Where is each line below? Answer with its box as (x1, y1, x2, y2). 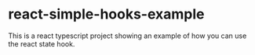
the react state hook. (8, 39, 75, 48)
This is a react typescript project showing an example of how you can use (8, 31, 247, 40)
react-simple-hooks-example (8, 5, 205, 23)
